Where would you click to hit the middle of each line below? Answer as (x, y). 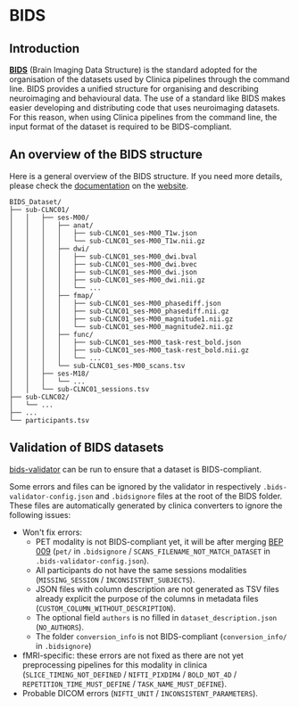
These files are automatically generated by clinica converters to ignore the (146, 506)
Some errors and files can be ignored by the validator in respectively (135, 486)
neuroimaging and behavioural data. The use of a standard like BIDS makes (147, 98)
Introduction (45, 49)
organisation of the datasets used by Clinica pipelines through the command (149, 79)
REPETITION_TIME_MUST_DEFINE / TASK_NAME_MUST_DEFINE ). (125, 684)
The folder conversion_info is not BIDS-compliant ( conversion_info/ (161, 636)
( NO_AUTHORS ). (60, 627)
